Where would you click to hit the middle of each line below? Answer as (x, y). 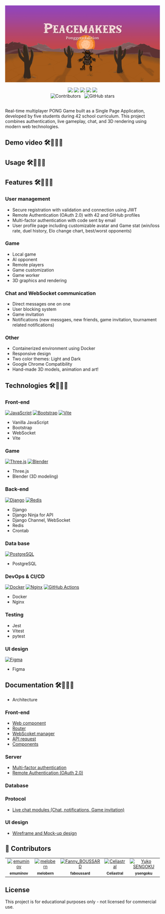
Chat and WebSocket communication (51, 293)
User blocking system (34, 309)
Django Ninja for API (33, 515)
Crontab (20, 531)
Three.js (21, 471)
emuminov (19, 874)
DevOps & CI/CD (25, 576)
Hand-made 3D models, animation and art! (55, 369)
